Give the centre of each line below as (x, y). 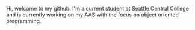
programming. (24, 21)
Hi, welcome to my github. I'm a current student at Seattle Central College (98, 9)
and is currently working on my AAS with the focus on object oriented (93, 15)
